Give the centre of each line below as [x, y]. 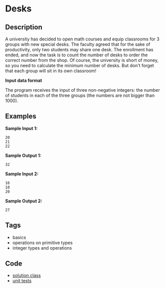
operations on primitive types [43, 243]
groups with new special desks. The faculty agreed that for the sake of [78, 44]
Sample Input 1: [21, 128]
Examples [21, 116]
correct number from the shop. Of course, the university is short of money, [82, 60]
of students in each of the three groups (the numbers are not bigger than [80, 95]
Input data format [24, 80]
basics [19, 237]
